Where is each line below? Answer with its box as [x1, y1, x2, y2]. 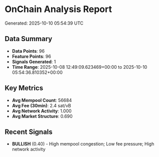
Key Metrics [5, 84, 44, 92]
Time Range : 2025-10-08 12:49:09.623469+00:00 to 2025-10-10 [12, 64, 147, 70]
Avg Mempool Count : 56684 [12, 97, 72, 103]
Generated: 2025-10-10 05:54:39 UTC [5, 20, 84, 26]
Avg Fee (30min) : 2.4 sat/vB [12, 102, 71, 108]
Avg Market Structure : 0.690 [12, 113, 73, 119]
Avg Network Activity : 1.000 [12, 108, 72, 114]
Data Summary [5, 35, 53, 43]
